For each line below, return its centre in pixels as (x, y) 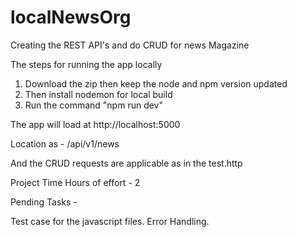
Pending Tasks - (44, 202)
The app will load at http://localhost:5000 (95, 124)
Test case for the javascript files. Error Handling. (110, 221)
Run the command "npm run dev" (93, 105)
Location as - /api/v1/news (65, 143)
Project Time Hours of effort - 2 (75, 182)
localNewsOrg (71, 17)
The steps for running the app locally (86, 64)
